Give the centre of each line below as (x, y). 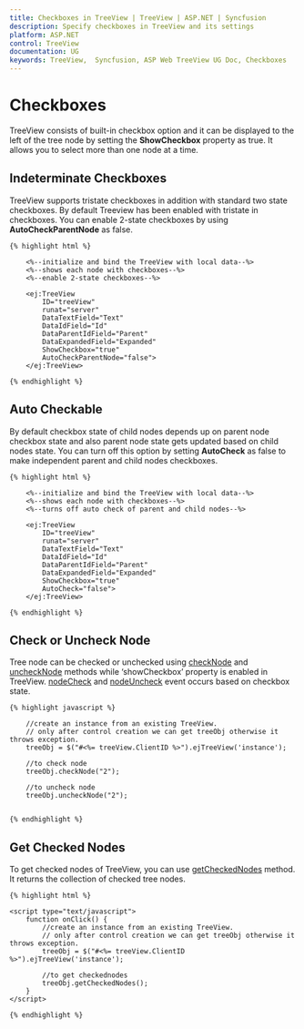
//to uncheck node (61, 788)
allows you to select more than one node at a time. (104, 149)
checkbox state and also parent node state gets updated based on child (144, 441)
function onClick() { (66, 920)
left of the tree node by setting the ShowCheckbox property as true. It (141, 140)
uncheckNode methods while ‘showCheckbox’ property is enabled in (139, 672)
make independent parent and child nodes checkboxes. (114, 460)
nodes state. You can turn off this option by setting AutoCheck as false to (148, 451)
